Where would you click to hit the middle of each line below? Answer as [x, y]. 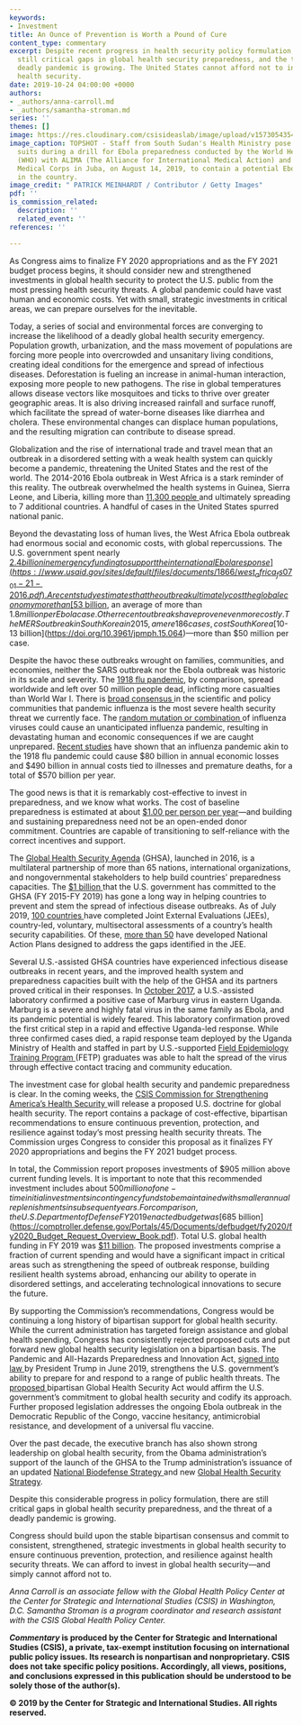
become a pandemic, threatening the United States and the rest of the [139, 468]
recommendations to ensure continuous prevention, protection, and [134, 1123]
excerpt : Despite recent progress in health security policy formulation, [152, 51]
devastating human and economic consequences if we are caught [132, 737]
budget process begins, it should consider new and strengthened [130, 270]
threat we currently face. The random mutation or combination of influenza [148, 718]
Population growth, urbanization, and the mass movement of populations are [151, 345]
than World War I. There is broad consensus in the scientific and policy [140, 698]
